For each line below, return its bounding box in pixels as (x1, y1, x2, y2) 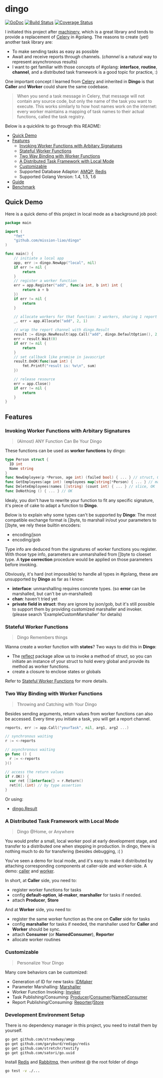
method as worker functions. (12, 663, 70, 670)
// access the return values (5, 770, 64, 774)
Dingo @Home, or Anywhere (16, 829, 74, 835)
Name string (9, 466, 34, 471)
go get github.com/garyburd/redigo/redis (5, 1041, 90, 1046)
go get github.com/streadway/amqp (5, 1037, 75, 1042)
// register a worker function (14, 278, 77, 283)
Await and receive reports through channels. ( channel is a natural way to (12, 53, 157, 59)
